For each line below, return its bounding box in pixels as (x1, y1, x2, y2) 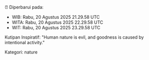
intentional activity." (4, 40, 45, 45)
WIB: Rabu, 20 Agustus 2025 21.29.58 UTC (11, 14, 100, 20)
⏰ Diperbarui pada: (4, 4, 44, 10)
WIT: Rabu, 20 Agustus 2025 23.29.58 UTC (11, 25, 100, 30)
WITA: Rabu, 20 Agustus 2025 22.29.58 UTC (11, 19, 103, 25)
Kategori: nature (4, 49, 38, 55)
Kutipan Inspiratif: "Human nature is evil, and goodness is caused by (4, 34, 144, 40)
